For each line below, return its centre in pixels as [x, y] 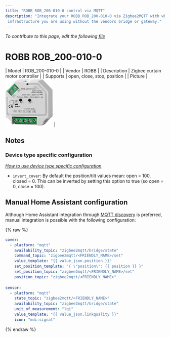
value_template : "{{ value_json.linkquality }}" [67, 314]
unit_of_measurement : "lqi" [44, 309]
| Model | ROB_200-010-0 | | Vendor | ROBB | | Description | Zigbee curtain [83, 71]
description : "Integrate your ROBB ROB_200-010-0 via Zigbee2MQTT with [82, 16]
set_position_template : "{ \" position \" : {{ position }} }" [79, 266]
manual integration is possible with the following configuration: [71, 220]
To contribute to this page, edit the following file [55, 36]
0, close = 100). [29, 186]
